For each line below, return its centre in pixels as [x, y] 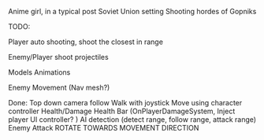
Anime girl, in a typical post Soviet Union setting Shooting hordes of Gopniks [132, 11]
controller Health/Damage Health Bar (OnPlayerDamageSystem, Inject [122, 111]
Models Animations [39, 72]
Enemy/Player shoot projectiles [58, 57]
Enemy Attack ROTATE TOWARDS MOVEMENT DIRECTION [104, 128]
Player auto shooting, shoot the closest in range [86, 42]
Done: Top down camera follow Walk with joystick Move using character [125, 103]
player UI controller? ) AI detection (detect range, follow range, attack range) [132, 120]
